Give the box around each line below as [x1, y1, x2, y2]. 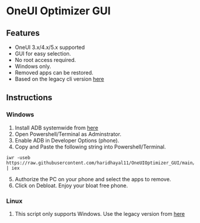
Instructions [6, 92, 52, 103]
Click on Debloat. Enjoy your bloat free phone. [14, 182, 128, 189]
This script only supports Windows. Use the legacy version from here [14, 210, 185, 217]
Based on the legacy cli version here [14, 76, 104, 82]
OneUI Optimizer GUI [6, 4, 111, 18]
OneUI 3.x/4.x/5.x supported [14, 44, 85, 51]
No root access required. [14, 57, 76, 63]
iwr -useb [6, 154, 31, 160]
